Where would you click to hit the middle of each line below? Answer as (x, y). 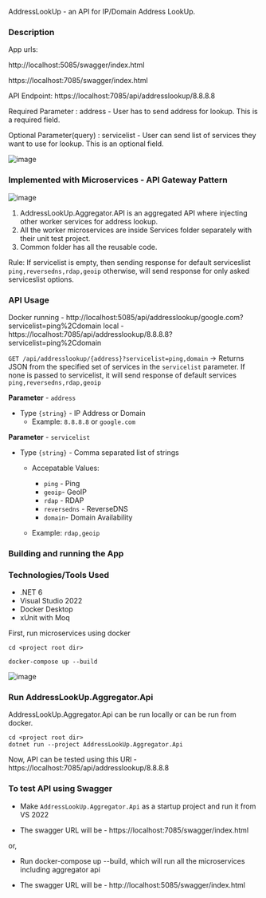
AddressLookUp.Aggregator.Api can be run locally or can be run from (122, 714)
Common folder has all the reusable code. (88, 247)
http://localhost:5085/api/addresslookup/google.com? (155, 317)
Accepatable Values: (65, 468)
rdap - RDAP (64, 500)
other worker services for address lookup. (89, 221)
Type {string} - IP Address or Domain (82, 413)
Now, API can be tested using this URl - (72, 760)
